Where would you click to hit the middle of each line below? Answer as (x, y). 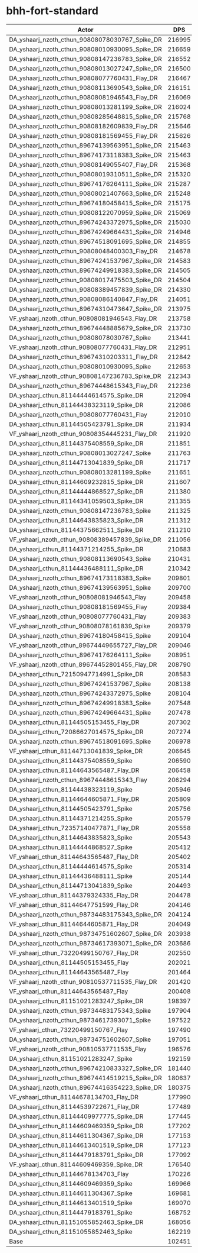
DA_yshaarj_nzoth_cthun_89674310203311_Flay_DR (83, 357)
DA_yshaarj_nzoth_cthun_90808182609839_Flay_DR (83, 126)
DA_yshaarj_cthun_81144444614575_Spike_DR (76, 395)
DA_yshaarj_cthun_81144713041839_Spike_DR (76, 463)
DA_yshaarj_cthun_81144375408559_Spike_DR (76, 443)
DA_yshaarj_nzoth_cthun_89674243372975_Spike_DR (85, 222)
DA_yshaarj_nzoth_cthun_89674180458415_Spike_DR (85, 203)
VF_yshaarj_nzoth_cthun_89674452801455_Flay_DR (83, 664)
